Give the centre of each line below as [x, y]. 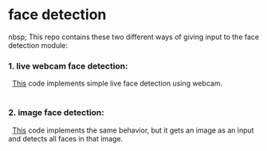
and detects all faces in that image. [66, 138]
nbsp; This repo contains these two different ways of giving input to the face [134, 37]
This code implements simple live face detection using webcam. [117, 83]
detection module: [38, 45]
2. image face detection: [57, 113]
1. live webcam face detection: [69, 66]
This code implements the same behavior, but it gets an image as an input [133, 130]
